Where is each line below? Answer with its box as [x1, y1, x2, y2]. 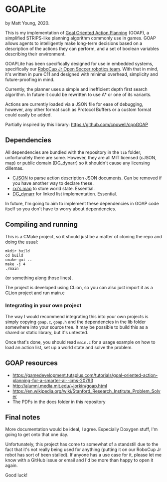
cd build [5, 253, 23, 258]
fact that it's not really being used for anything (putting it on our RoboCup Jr [5, 447, 161, 453]
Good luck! [5, 472, 28, 478]
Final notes [5, 413, 40, 422]
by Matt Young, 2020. [5, 20, 50, 26]
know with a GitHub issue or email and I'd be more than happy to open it [5, 457, 154, 463]
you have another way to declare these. [12, 180, 94, 186]
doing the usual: [5, 239, 38, 245]
